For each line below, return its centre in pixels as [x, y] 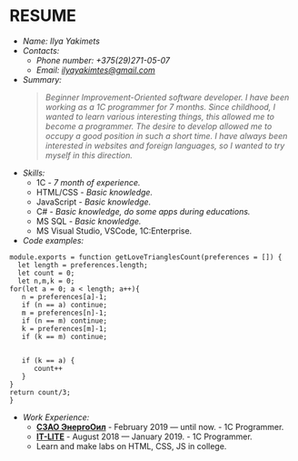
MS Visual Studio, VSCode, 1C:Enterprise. [114, 230]
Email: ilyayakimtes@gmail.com [96, 70]
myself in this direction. [89, 155]
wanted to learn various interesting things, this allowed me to [160, 116]
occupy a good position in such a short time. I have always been [166, 135]
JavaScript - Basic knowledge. [94, 202]
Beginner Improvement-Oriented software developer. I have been [167, 97]
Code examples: [53, 240]
